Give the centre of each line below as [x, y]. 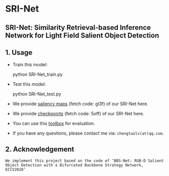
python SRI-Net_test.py [37, 94]
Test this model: [29, 84]
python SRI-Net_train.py [38, 74]
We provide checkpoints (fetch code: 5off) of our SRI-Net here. [78, 114]
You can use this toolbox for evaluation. [54, 123]
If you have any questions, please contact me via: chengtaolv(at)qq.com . [88, 133]
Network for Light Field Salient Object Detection [82, 35]
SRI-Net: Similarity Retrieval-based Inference [78, 28]
